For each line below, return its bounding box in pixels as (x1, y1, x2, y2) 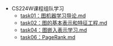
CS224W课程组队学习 (11, 5, 64, 11)
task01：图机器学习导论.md (20, 12, 86, 19)
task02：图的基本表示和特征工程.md (20, 20, 108, 26)
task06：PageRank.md (20, 34, 76, 40)
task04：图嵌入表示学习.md (20, 26, 87, 33)
